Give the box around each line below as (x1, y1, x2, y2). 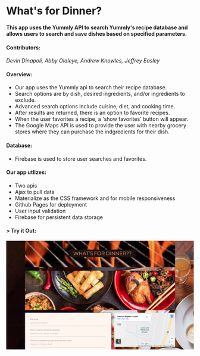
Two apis (14, 182, 37, 189)
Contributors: (6, 43, 40, 51)
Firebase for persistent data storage (14, 213, 103, 221)
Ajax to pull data (14, 188, 55, 195)
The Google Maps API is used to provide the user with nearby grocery (14, 122, 186, 129)
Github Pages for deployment (14, 201, 87, 208)
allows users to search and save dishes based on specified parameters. (6, 30, 187, 37)
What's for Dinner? (6, 4, 102, 18)
